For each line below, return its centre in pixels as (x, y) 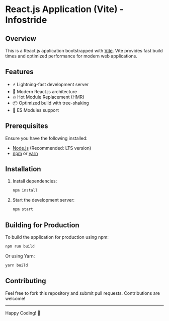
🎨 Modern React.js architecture (45, 91)
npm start (23, 209)
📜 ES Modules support (36, 110)
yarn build (17, 265)
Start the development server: (44, 200)
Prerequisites (27, 126)
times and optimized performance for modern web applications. (71, 56)
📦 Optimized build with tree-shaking (51, 103)
